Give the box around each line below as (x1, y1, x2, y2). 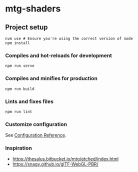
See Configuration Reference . (5, 132, 66, 138)
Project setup (5, 23, 48, 31)
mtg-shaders (5, 3, 61, 14)
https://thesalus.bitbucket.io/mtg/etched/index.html (12, 156, 119, 162)
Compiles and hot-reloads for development (5, 52, 112, 59)
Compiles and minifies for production (5, 75, 97, 82)
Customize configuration (5, 120, 67, 127)
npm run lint (5, 109, 32, 114)
